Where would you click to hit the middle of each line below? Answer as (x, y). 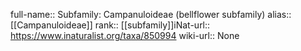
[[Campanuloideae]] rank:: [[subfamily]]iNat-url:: (110, 25)
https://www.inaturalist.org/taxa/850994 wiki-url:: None (125, 35)
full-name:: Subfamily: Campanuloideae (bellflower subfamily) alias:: (151, 14)
